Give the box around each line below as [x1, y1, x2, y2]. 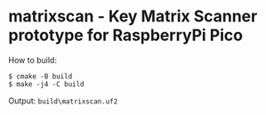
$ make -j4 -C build [8, 79, 85, 88]
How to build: [8, 54, 57, 65]
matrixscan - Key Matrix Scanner [8, 6, 258, 27]
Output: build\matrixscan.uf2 [8, 95, 118, 106]
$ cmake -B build [8, 71, 73, 81]
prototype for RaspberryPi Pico [8, 25, 244, 45]
